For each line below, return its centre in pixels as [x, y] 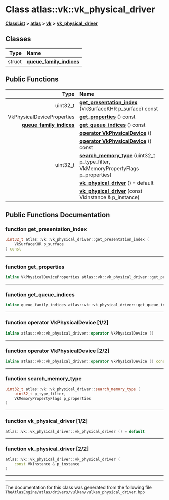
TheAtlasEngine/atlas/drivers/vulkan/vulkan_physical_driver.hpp [75, 492]
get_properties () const [108, 117]
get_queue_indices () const [113, 125]
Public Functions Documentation [58, 215]
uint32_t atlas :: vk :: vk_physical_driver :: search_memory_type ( [73, 389]
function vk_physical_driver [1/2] [47, 421]
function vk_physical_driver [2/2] [47, 449]
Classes [18, 39]
